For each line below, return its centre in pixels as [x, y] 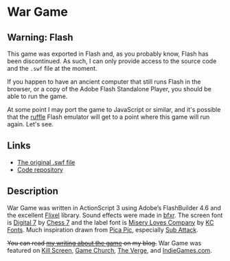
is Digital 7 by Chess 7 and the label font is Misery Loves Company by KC [111, 222]
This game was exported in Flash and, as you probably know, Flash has [108, 54]
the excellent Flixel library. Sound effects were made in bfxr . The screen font [115, 215]
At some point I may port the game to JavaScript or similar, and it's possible [114, 110]
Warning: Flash [40, 37]
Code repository [40, 170]
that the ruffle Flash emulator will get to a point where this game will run [108, 117]
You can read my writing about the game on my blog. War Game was [104, 243]
